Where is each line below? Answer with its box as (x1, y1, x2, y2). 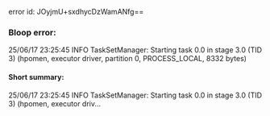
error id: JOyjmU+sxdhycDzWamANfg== (8, 7, 144, 16)
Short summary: (8, 72, 64, 81)
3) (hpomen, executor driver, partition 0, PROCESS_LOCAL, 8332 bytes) (8, 54, 247, 64)
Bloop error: (8, 27, 56, 38)
